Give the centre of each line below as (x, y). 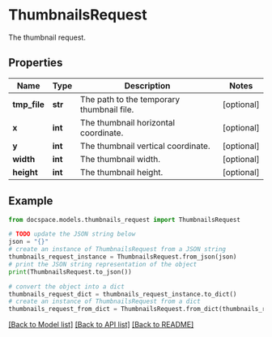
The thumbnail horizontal (127, 122)
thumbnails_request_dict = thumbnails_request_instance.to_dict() (123, 294)
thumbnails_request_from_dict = (63, 309)
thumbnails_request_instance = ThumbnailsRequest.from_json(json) (123, 257)
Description (147, 85)
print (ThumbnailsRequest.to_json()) (70, 272)
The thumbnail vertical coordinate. (145, 146)
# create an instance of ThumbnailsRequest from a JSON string (117, 250)
